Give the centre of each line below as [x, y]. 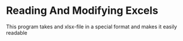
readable [17, 32]
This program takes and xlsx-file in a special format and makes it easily [91, 27]
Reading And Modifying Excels [82, 11]
